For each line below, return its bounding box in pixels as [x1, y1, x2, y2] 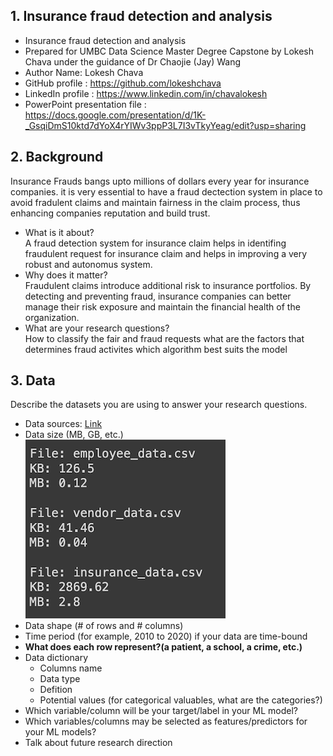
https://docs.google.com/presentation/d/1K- [24, 109, 207, 121]
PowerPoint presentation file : [24, 98, 147, 110]
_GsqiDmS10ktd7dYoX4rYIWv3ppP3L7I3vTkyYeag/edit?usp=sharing [24, 119, 307, 131]
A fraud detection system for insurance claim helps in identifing [24, 237, 287, 249]
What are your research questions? [24, 322, 170, 334]
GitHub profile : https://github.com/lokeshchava [24, 77, 222, 89]
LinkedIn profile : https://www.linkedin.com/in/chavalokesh [24, 87, 268, 99]
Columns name [39, 662, 103, 674]
